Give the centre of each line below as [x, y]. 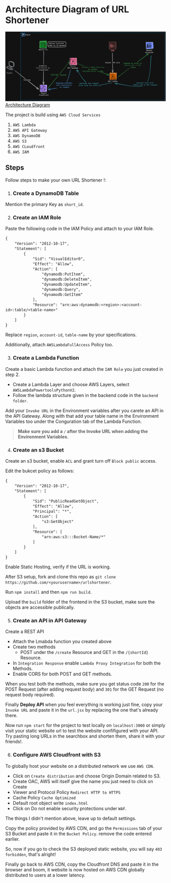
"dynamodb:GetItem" [62, 295]
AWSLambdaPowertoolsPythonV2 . [44, 390]
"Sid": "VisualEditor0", [59, 259]
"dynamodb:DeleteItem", [67, 280]
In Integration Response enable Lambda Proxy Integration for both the [87, 663]
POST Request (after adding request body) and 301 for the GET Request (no [84, 689]
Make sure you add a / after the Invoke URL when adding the [83, 431]
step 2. [13, 374]
